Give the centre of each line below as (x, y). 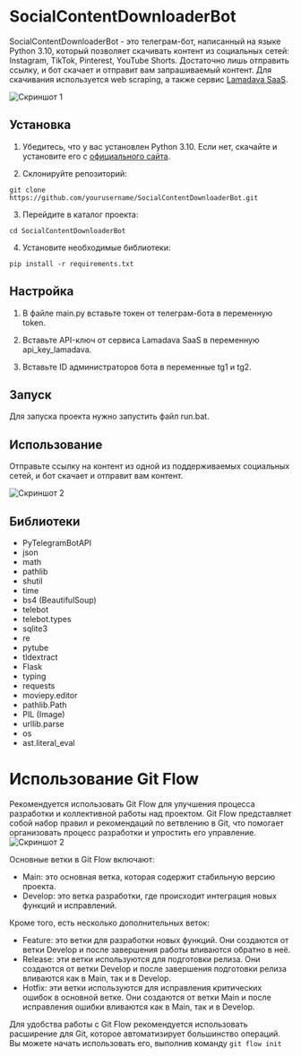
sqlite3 (34, 628)
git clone (28, 190)
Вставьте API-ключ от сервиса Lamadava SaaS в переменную (141, 340)
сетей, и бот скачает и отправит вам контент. (96, 476)
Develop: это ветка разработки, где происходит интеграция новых (150, 896)
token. (34, 322)
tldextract (40, 657)
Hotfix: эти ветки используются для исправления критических (142, 987)
